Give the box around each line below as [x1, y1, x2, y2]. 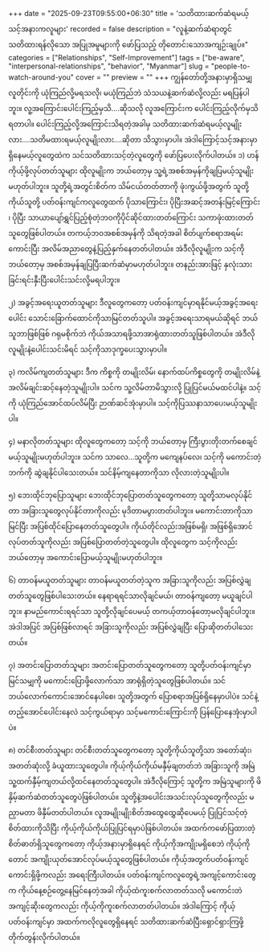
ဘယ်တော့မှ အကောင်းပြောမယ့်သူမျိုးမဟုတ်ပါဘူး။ [8, 553, 163, 562]
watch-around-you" [8, 72, 75, 82]
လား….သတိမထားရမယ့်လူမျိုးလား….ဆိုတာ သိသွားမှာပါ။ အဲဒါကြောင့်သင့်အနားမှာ [8, 135, 258, 144]
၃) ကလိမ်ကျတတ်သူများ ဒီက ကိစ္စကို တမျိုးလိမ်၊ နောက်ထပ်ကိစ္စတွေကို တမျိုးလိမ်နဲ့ [8, 367, 260, 377]
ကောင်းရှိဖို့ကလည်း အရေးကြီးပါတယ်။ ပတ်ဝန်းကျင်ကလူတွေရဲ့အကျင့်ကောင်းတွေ [8, 870, 257, 880]
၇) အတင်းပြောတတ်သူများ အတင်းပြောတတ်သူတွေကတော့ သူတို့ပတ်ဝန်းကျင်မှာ [8, 661, 251, 670]
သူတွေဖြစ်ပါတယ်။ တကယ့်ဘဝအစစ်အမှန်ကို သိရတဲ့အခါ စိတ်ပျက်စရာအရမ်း [8, 229, 243, 237]
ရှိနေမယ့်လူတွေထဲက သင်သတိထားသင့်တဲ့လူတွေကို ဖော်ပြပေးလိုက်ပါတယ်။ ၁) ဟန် [8, 150, 259, 159]
